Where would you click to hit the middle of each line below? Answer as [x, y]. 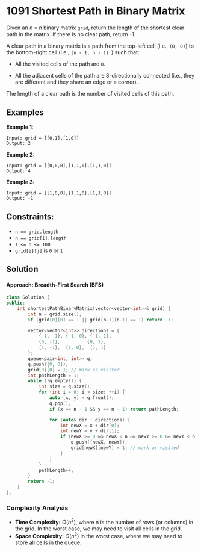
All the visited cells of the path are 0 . [60, 64]
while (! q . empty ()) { [55, 381]
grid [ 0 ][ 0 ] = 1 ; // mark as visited [74, 370]
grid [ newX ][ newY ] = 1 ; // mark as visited [125, 448]
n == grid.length [37, 232]
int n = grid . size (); [55, 314]
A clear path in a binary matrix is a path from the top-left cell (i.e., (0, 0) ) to [100, 46]
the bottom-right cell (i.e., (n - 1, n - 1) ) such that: [73, 52]
